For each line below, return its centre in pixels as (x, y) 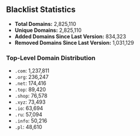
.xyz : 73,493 (30, 102)
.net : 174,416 (30, 83)
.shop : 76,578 (31, 96)
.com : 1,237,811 (32, 71)
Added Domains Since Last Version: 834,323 (70, 36)
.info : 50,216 (31, 121)
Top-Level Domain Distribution (51, 58)
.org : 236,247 (31, 77)
